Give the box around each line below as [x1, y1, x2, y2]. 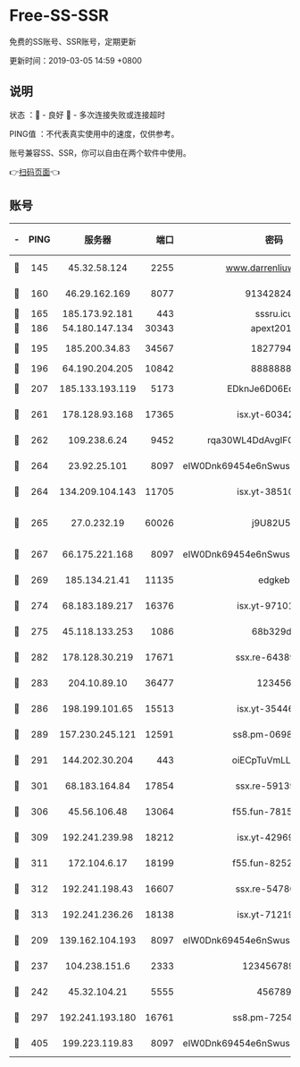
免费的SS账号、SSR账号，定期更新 [9, 36, 137, 47]
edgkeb [258, 574, 290, 586]
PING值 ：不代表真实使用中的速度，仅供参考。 [9, 128, 179, 139]
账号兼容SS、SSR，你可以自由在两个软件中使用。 [9, 147, 191, 158]
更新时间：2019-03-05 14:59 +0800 [9, 55, 143, 65]
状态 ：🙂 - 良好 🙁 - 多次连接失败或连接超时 [9, 109, 165, 120]
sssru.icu [254, 307, 294, 320]
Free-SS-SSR [9, 5, 109, 26]
